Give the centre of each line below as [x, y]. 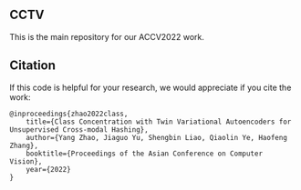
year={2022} [48, 169]
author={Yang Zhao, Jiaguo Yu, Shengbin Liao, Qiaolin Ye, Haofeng [156, 137]
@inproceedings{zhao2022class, [69, 114]
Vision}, [26, 161]
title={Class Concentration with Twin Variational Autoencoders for [159, 122]
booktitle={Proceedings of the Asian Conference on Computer [144, 154]
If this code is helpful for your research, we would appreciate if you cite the [150, 87]
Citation [33, 66]
